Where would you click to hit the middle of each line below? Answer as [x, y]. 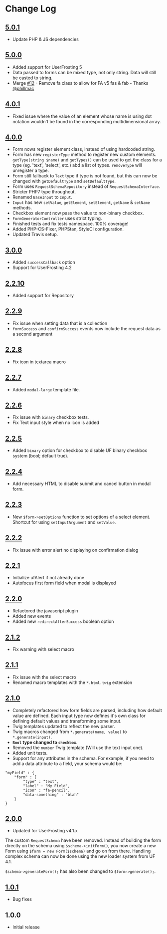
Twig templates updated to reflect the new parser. [64, 726]
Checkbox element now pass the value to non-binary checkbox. [78, 213]
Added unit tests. [30, 753]
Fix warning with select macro [43, 649]
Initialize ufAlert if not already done [48, 578]
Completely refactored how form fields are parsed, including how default [87, 710]
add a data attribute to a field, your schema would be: [67, 763]
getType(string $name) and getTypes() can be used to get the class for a [87, 160]
